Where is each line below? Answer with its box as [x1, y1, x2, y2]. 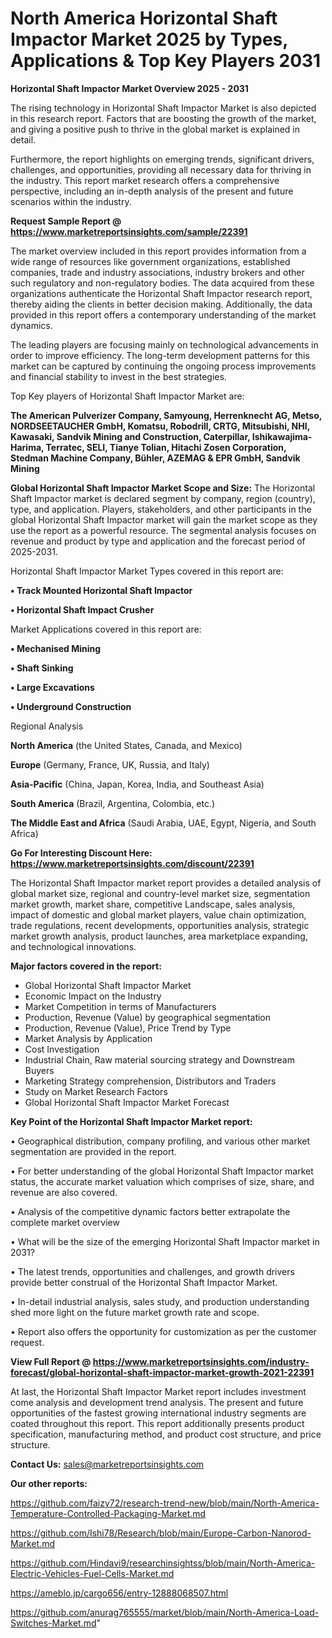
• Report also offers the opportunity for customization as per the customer [10, 1325, 317, 1337]
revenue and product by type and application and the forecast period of [10, 535, 306, 547]
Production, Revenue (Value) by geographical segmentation [24, 1011, 272, 1023]
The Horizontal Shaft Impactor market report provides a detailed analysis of [10, 877, 322, 889]
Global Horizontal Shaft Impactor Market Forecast [24, 1096, 230, 1108]
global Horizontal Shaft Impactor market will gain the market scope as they [10, 513, 318, 526]
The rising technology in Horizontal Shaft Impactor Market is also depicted [10, 102, 317, 114]
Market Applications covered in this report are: [10, 623, 202, 635]
